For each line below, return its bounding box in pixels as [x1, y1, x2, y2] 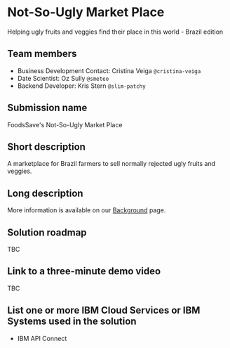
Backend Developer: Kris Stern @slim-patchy [17, 82, 146, 90]
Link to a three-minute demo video [7, 265, 161, 278]
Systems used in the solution [7, 316, 137, 328]
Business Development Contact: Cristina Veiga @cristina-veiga [17, 66, 201, 75]
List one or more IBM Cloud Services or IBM [7, 304, 201, 316]
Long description [7, 187, 83, 199]
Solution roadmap [7, 226, 87, 238]
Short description [7, 141, 86, 153]
